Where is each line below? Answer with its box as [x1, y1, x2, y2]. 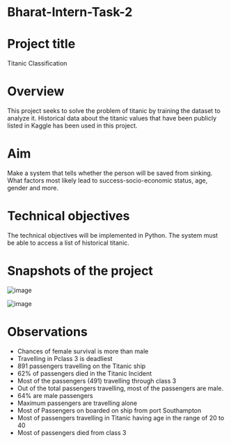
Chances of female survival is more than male [17, 346, 149, 355]
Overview [7, 84, 65, 100]
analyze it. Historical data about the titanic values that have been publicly [7, 114, 217, 123]
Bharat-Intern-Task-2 [7, 4, 133, 20]
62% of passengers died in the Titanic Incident [17, 369, 152, 377]
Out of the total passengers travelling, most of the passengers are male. [17, 384, 224, 392]
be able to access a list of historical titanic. [7, 238, 130, 247]
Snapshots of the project [7, 263, 153, 279]
